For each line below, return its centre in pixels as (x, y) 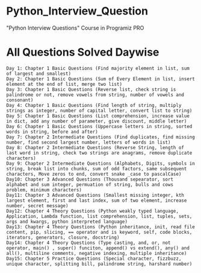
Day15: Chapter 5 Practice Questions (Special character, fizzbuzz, (94, 259)
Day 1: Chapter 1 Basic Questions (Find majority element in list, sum (98, 68)
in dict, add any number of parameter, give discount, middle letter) (97, 121)
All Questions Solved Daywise (83, 52)
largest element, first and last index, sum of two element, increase (97, 201)
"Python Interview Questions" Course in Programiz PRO (75, 28)
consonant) (20, 100)
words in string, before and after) (52, 132)
